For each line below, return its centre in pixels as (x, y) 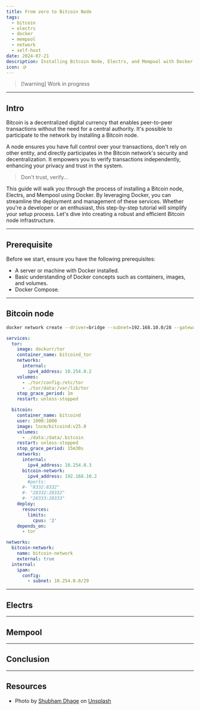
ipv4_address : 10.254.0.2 (60, 371)
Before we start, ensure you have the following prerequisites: (81, 259)
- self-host (26, 51)
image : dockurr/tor (41, 349)
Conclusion (28, 659)
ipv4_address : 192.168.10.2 (62, 476)
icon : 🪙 (16, 67)
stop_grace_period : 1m (45, 393)
